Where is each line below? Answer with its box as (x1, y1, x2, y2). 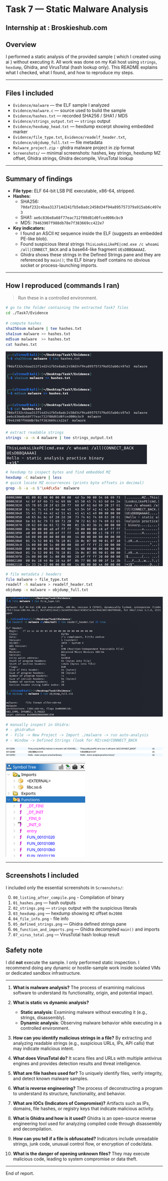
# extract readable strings (5, 430, 64, 435)
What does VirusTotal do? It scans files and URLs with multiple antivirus (12, 1055, 162, 1061)
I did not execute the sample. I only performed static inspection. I (5, 959, 140, 965)
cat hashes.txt (5, 342, 37, 347)
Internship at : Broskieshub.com (5, 24, 108, 32)
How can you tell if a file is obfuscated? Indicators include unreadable (12, 1135, 159, 1141)
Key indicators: (12, 225, 45, 231)
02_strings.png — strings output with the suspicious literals (12, 905, 137, 911)
